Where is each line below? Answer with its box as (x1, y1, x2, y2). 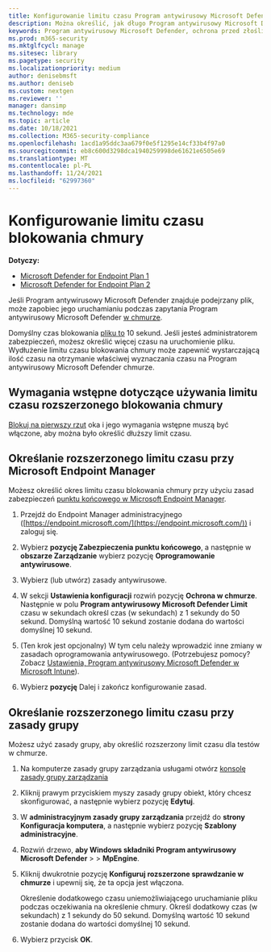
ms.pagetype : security (8, 57, 85, 65)
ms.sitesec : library (8, 49, 78, 57)
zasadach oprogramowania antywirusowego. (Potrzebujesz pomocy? (19, 649, 251, 659)
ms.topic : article (8, 117, 70, 125)
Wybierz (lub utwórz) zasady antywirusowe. (19, 575, 168, 585)
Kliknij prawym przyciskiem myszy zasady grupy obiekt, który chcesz (19, 788, 252, 798)
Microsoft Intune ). (19, 666, 80, 676)
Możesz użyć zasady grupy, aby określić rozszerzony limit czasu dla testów (8, 740, 261, 749)
